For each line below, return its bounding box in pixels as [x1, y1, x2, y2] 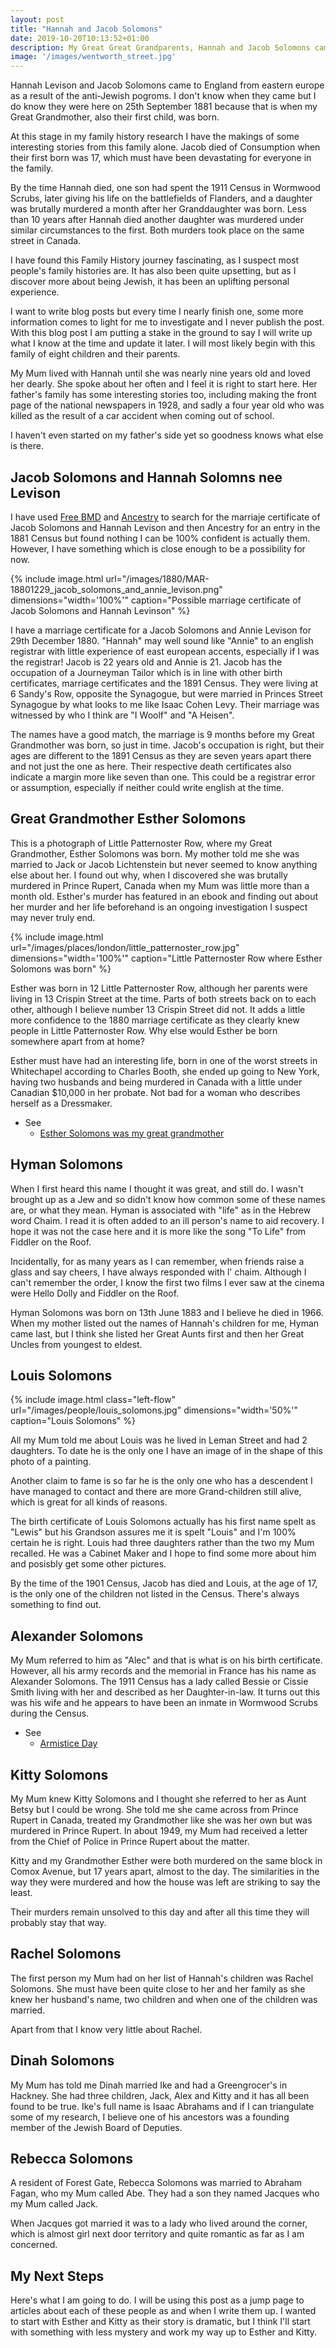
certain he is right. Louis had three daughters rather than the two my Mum [10, 1537, 315, 1549]
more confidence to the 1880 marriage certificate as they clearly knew [10, 1014, 300, 1026]
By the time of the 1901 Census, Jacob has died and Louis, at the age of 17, [10, 1577, 318, 1590]
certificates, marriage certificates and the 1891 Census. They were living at [10, 677, 318, 689]
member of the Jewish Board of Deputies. [10, 2121, 183, 2133]
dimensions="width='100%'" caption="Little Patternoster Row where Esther [10, 952, 323, 964]
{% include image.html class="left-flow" [10, 1394, 176, 1406]
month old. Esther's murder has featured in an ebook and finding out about [10, 890, 319, 902]
